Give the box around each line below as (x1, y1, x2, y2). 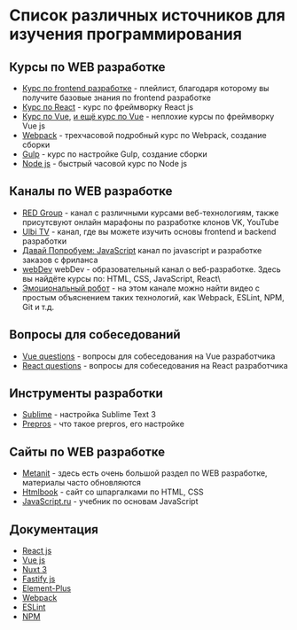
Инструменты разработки (9, 386, 164, 401)
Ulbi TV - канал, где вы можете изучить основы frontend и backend (21, 226, 277, 237)
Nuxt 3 (21, 564, 47, 575)
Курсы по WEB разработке (9, 59, 166, 74)
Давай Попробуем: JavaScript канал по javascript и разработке (21, 245, 262, 255)
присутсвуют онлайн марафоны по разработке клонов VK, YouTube (21, 216, 279, 227)
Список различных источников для (9, 5, 285, 26)
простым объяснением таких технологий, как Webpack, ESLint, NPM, (21, 292, 285, 302)
